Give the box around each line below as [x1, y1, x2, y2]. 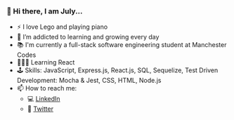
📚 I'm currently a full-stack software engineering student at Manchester [16, 41, 227, 49]
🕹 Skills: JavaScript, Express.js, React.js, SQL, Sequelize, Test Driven [16, 66, 219, 74]
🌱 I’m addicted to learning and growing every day [16, 33, 160, 41]
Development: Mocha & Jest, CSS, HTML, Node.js [16, 76, 162, 85]
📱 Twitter [27, 105, 54, 113]
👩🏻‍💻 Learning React [16, 58, 75, 67]
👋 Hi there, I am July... [6, 6, 83, 16]
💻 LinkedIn [27, 95, 60, 103]
